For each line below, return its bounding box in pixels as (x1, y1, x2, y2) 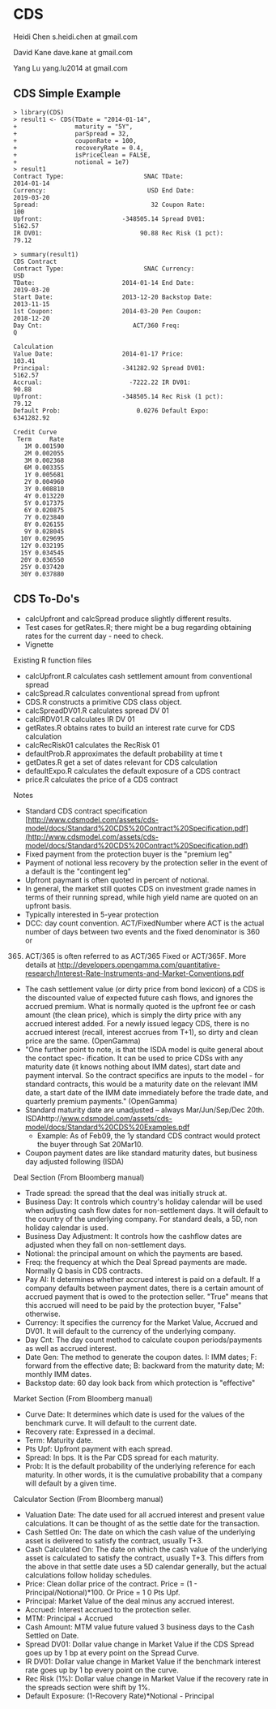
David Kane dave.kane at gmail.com (13, 47, 133, 57)
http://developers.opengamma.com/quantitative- (57, 960, 221, 969)
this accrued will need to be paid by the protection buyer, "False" (24, 1300, 242, 1310)
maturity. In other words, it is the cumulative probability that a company (24, 1469, 263, 1479)
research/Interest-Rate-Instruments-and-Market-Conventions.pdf (24, 968, 244, 978)
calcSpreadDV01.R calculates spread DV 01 (24, 706, 169, 715)
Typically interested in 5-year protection (24, 909, 159, 919)
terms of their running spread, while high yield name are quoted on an (24, 892, 258, 902)
